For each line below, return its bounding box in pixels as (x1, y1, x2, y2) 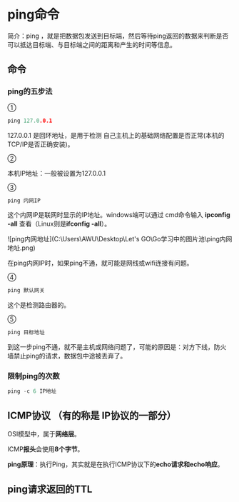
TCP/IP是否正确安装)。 (7, 140, 74, 149)
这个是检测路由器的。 (7, 301, 70, 309)
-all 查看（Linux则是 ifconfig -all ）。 (7, 219, 111, 229)
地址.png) (7, 244, 36, 252)
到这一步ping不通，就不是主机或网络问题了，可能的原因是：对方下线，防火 (7, 343, 227, 351)
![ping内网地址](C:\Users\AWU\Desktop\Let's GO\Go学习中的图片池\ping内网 (7, 235, 233, 244)
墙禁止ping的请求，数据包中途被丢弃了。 (7, 351, 127, 361)
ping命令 (7, 6, 60, 23)
